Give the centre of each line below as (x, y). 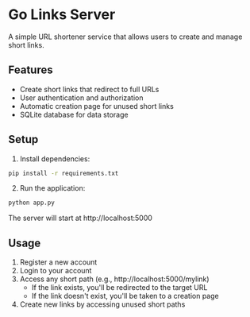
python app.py (32, 203)
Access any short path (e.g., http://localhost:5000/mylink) (114, 279)
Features (31, 70)
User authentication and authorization (82, 98)
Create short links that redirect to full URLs (89, 89)
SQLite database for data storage (74, 114)
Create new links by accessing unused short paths (102, 304)
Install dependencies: (55, 158)
